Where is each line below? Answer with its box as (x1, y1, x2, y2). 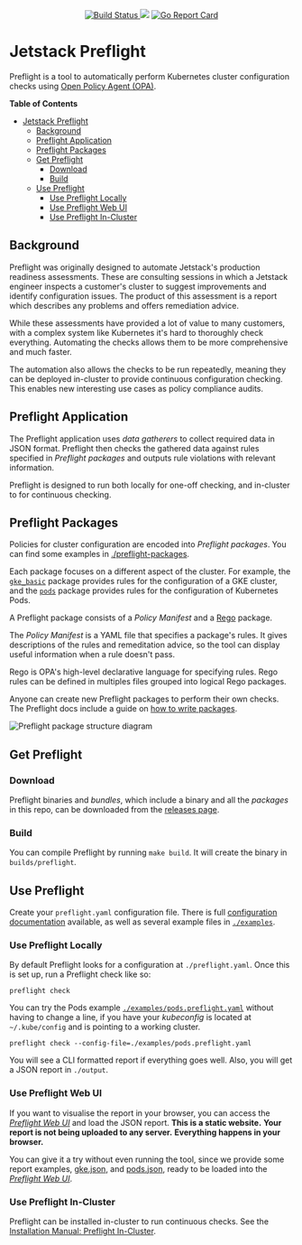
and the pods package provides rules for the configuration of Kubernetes (9, 585, 279, 596)
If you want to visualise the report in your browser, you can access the (9, 1107, 270, 1119)
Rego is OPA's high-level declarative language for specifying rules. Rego (9, 666, 278, 677)
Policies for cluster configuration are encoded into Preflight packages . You (9, 539, 287, 550)
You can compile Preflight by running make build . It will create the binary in (9, 847, 288, 858)
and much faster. (9, 346, 72, 357)
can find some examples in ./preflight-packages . (9, 549, 190, 560)
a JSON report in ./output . (9, 1064, 109, 1075)
